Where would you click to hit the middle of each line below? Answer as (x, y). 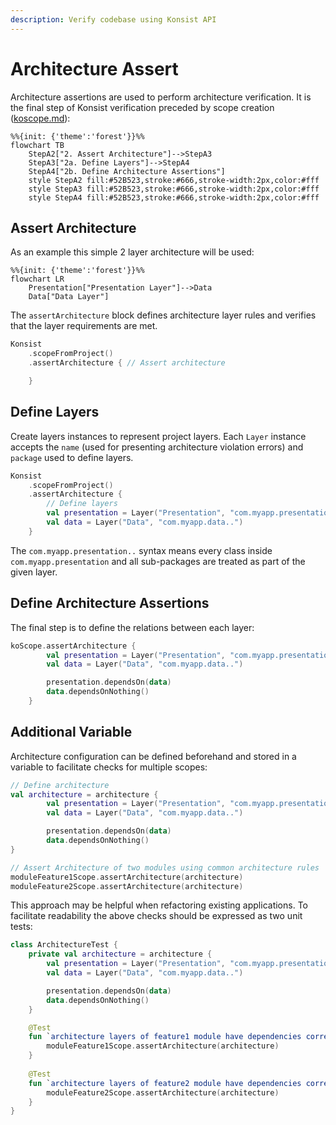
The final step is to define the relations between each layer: (132, 627)
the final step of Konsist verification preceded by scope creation (142, 107)
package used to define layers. (72, 457)
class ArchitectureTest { (64, 945)
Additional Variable (71, 732)
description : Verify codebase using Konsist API (113, 19)
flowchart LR (37, 279)
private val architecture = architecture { (120, 954)
